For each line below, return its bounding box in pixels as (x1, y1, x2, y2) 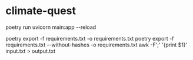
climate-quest (5, 4, 76, 18)
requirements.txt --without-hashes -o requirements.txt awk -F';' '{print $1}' (5, 41, 188, 48)
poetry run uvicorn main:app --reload (5, 24, 96, 31)
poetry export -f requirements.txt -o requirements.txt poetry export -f (5, 35, 174, 42)
